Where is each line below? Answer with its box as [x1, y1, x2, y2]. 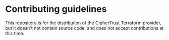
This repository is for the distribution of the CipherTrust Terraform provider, [5, 20, 161, 26]
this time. [5, 30, 25, 36]
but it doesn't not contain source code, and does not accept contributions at [5, 25, 164, 31]
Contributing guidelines [5, 3, 107, 15]
